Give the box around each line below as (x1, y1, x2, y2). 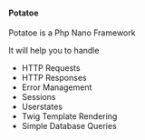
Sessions (21, 92, 56, 103)
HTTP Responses (21, 73, 87, 84)
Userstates (21, 101, 63, 113)
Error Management (21, 82, 92, 93)
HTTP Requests (21, 63, 81, 74)
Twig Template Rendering (21, 111, 118, 122)
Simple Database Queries (21, 121, 117, 132)
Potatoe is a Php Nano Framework (8, 27, 136, 38)
